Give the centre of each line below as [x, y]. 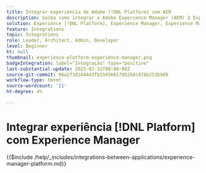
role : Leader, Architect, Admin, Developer [63, 40]
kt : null [17, 52]
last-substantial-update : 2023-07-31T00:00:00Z [68, 69]
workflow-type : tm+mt [34, 80]
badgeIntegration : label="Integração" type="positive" [78, 63]
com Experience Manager [73, 140]
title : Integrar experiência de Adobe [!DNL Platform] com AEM [89, 12]
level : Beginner [27, 46]
